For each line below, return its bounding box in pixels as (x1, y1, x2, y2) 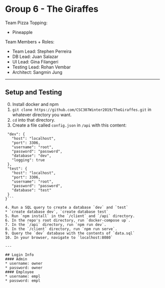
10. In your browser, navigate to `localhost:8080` (5, 235, 113, 240)
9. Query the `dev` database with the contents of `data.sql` (5, 230, 135, 236)
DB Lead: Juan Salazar (12, 53, 58, 60)
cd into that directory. (12, 117, 55, 123)
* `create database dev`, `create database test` (5, 209, 109, 214)
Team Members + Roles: (5, 38, 55, 45)
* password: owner (5, 265, 43, 270)
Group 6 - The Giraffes (5, 3, 99, 15)
